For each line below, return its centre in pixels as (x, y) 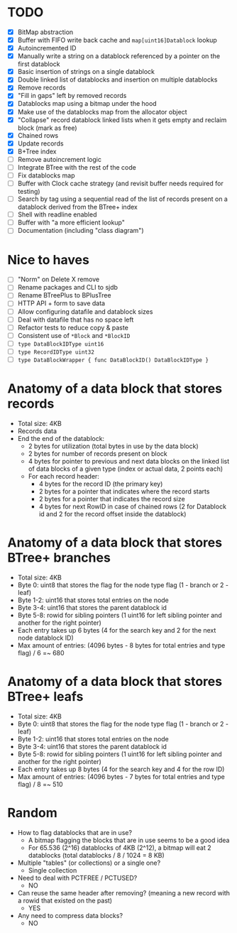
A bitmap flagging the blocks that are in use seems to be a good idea (129, 840)
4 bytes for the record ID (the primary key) (101, 484)
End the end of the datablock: (61, 438)
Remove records (42, 88)
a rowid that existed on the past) (65, 900)
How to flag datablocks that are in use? (75, 832)
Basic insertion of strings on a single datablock (86, 72)
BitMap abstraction (45, 32)
